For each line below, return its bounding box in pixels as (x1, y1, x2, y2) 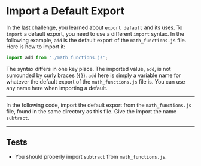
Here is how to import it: (6, 43, 66, 50)
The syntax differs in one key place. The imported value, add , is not (6, 65, 172, 72)
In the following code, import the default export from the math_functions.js (6, 102, 192, 109)
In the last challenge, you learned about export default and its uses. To (6, 24, 183, 31)
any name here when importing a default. (6, 84, 108, 91)
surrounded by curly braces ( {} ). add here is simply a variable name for (6, 72, 181, 79)
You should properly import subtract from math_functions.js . (14, 153, 167, 160)
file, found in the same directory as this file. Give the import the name (6, 107, 177, 115)
